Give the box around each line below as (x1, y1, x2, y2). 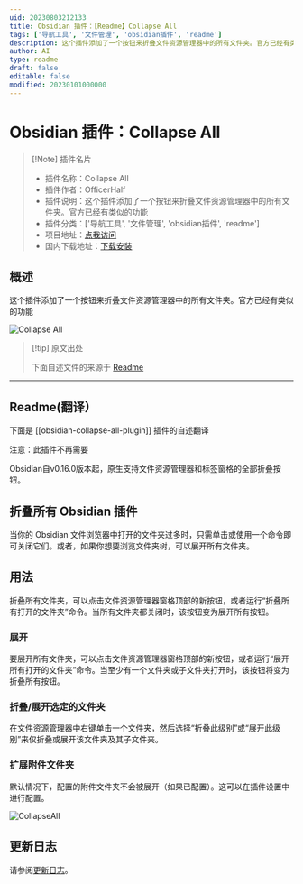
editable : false (9, 72, 70, 81)
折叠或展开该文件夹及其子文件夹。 (36, 734, 164, 745)
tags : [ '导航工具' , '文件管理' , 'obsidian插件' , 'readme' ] (9, 30, 223, 39)
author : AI (9, 47, 50, 56)
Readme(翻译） (9, 399, 97, 415)
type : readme (9, 55, 59, 64)
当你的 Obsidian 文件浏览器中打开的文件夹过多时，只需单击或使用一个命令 (9, 529, 284, 539)
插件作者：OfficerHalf (44, 184, 126, 195)
